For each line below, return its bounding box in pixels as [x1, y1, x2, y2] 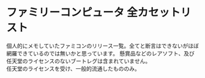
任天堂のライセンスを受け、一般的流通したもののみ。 [6, 65, 141, 72]
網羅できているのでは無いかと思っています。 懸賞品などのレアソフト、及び [6, 49, 195, 57]
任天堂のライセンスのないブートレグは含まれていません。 [6, 57, 151, 65]
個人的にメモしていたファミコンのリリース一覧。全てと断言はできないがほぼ [6, 42, 199, 49]
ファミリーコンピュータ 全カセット [6, 5, 181, 19]
